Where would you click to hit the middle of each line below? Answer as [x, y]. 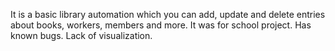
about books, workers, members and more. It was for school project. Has [161, 25]
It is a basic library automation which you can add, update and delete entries [168, 14]
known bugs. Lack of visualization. [81, 35]
